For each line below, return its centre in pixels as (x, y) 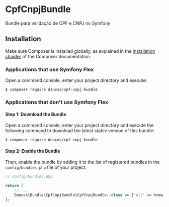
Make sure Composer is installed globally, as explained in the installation (80, 51)
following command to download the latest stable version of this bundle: (80, 131)
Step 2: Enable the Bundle (33, 151)
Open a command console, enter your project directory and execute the (79, 125)
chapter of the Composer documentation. (48, 56)
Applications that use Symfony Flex (50, 69)
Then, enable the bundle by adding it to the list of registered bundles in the (82, 162)
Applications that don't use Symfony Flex (57, 102)
